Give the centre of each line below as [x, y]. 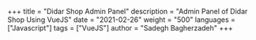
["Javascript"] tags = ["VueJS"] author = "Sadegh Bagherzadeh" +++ [120, 28]
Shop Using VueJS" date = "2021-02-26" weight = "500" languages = [122, 20]
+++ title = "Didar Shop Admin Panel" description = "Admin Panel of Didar [128, 11]
